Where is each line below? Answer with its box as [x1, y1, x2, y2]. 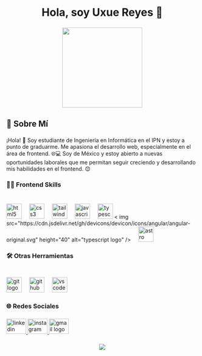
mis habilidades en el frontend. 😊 [6, 165, 91, 173]
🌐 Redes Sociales [6, 302, 59, 310]
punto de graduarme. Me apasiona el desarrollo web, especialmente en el [6, 143, 191, 151]
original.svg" [6, 236, 38, 243]
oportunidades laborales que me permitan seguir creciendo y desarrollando [6, 158, 196, 166]
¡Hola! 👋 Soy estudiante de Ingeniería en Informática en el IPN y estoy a [6, 137, 185, 144]
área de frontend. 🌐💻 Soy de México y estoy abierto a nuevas [6, 150, 163, 157]
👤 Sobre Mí [6, 118, 49, 129]
